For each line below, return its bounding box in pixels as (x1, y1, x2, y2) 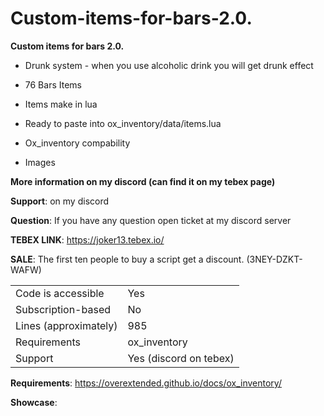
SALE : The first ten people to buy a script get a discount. (10, 253, 245, 265)
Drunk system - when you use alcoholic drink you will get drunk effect (24, 59, 314, 71)
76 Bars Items (24, 78, 82, 91)
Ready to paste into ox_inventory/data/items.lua (24, 117, 222, 129)
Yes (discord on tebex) (127, 351, 235, 365)
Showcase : (10, 396, 58, 408)
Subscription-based (15, 302, 111, 316)
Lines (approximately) (15, 318, 118, 332)
